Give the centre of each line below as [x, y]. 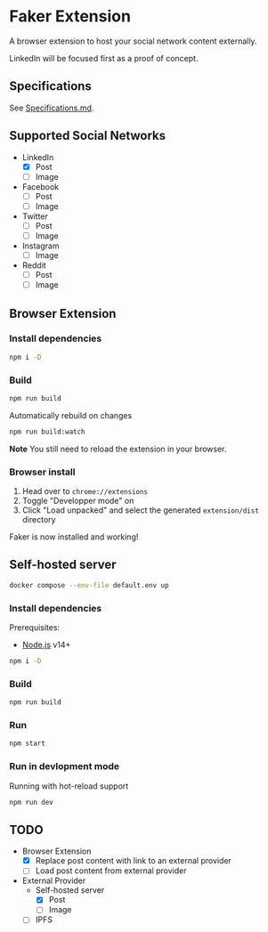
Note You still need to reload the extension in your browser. [118, 449]
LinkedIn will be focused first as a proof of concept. [104, 58]
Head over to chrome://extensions [85, 491]
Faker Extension [70, 16]
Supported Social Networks [88, 136]
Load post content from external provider [111, 871]
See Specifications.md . [52, 108]
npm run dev [31, 802]
